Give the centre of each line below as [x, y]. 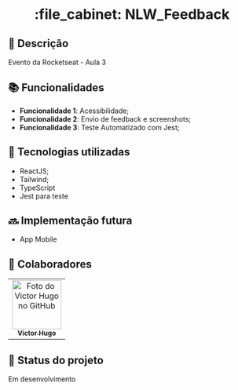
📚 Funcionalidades [56, 88]
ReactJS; [34, 171]
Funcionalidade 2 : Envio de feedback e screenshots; [105, 118]
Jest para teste [44, 196]
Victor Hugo [37, 334]
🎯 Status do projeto [56, 360]
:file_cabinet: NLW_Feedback [132, 15]
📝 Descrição [38, 44]
